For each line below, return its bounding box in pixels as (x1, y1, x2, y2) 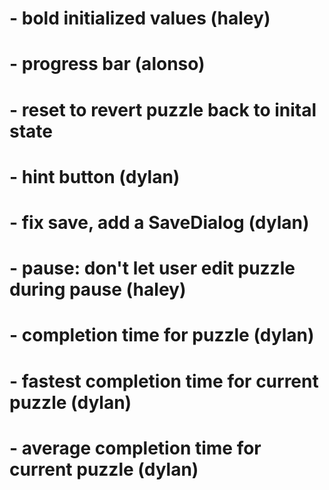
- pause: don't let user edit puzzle (9, 257, 296, 280)
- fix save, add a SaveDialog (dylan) (9, 211, 310, 234)
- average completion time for (9, 437, 262, 459)
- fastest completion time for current (9, 370, 319, 392)
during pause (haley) (9, 278, 187, 301)
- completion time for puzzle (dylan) (9, 324, 315, 347)
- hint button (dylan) (9, 165, 181, 188)
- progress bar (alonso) (9, 53, 206, 76)
